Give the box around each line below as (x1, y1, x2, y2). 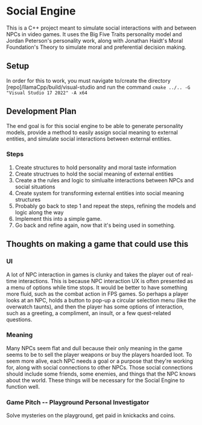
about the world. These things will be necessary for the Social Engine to (6, 376, 185, 384)
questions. (6, 316, 33, 323)
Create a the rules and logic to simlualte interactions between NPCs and (14, 176, 194, 184)
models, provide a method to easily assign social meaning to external (6, 129, 178, 136)
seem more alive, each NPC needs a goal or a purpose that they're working (6, 357, 194, 365)
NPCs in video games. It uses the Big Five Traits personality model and (6, 30, 182, 37)
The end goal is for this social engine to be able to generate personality (6, 122, 183, 129)
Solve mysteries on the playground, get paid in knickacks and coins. (6, 412, 175, 419)
